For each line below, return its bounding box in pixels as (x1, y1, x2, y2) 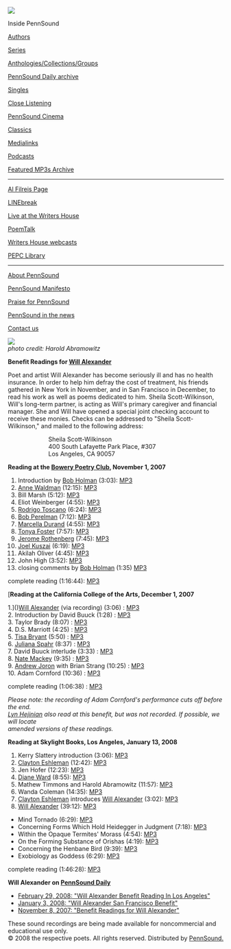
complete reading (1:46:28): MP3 (8, 865, 101, 873)
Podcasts (8, 152, 35, 160)
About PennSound (8, 271, 60, 279)
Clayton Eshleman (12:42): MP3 (17, 759, 107, 767)
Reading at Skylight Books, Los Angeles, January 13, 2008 (8, 738, 178, 746)
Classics (8, 125, 32, 134)
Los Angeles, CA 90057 (48, 449, 115, 458)
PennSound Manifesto (8, 284, 71, 293)
